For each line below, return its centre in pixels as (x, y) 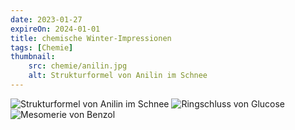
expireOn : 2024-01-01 (55, 29)
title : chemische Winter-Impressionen (91, 38)
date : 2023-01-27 (46, 19)
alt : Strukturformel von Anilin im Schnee (118, 76)
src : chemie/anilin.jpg (78, 66)
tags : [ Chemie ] (42, 47)
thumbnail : (33, 57)
